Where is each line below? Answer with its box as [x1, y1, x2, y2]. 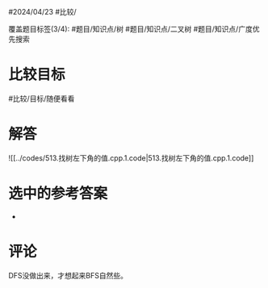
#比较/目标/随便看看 [8, 94, 75, 103]
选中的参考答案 [8, 185, 108, 203]
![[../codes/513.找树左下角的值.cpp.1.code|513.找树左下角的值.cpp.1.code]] [8, 152, 254, 163]
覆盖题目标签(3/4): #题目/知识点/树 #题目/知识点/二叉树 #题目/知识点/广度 [8, 24, 253, 34]
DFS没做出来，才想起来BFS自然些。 [8, 270, 128, 280]
